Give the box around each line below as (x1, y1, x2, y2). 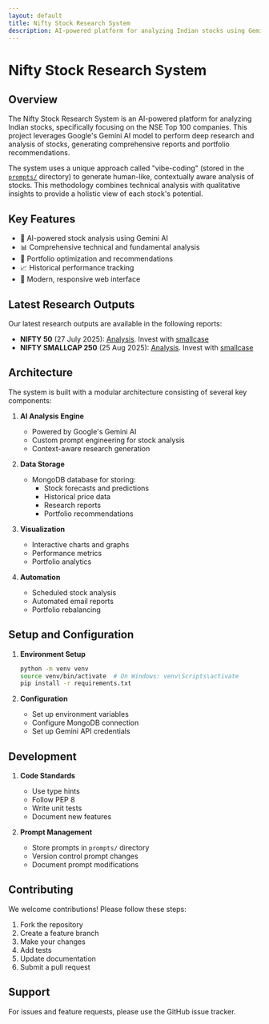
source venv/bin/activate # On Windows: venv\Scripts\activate (19, 672, 239, 680)
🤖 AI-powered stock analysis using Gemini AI (19, 234, 168, 243)
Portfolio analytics (31, 557, 92, 566)
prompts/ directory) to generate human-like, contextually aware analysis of (8, 172, 255, 182)
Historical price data (43, 491, 110, 501)
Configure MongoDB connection (31, 718, 139, 728)
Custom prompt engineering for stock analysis (31, 435, 186, 445)
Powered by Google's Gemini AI (31, 426, 137, 436)
